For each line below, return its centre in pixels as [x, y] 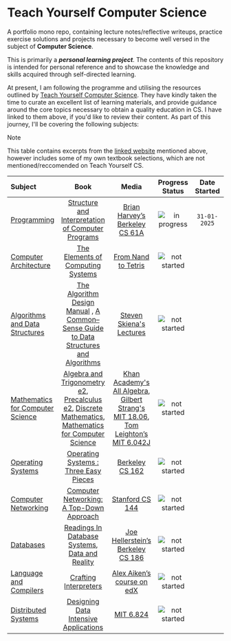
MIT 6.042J [132, 442]
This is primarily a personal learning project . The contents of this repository [115, 59]
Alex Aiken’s [132, 573]
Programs [83, 237]
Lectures [131, 332]
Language [27, 573]
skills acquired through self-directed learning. [71, 74]
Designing [83, 601]
